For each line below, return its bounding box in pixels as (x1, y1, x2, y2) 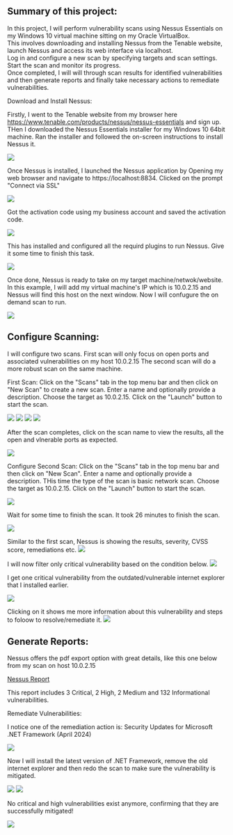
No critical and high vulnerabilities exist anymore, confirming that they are (7, 799, 219, 808)
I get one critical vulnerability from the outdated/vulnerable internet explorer (7, 573, 225, 582)
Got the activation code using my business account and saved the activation (7, 208, 226, 216)
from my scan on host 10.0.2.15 (7, 662, 96, 670)
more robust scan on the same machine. (7, 364, 123, 373)
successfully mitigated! (7, 807, 74, 816)
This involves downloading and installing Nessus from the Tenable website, (7, 38, 223, 47)
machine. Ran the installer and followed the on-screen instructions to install (7, 132, 223, 141)
